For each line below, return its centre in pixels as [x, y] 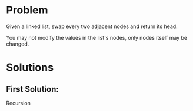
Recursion [18, 103]
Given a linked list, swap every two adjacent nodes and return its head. [92, 26]
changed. [18, 44]
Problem [27, 10]
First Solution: [32, 89]
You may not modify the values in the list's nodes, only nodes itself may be [96, 37]
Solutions [30, 67]
